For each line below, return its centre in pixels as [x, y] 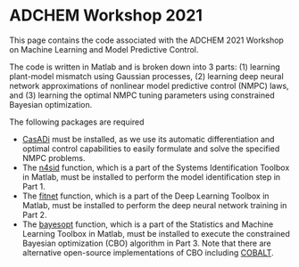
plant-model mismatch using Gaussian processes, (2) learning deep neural [146, 76]
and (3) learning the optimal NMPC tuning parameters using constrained [142, 95]
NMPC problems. [54, 158]
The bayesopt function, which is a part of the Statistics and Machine [148, 224]
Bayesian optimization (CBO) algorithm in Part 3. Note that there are [146, 243]
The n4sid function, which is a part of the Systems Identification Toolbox [156, 167]
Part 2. [34, 214]
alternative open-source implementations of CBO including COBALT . [148, 252]
